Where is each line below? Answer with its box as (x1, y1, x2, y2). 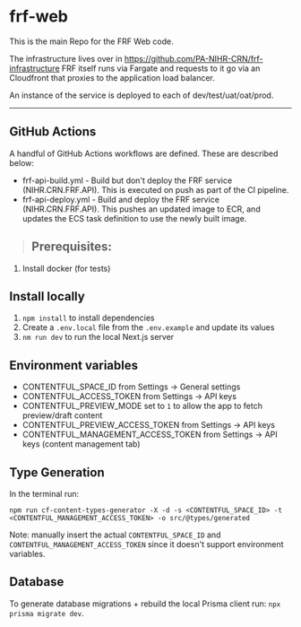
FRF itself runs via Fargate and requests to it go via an (61, 63, 261, 74)
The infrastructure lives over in (9, 53, 123, 64)
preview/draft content (21, 410, 103, 421)
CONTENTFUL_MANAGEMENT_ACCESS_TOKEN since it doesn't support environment (9, 539, 284, 549)
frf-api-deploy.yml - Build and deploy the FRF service (21, 194, 219, 205)
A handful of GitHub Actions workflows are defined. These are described (9, 148, 279, 159)
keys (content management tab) (21, 439, 141, 449)
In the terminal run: (9, 489, 79, 499)
